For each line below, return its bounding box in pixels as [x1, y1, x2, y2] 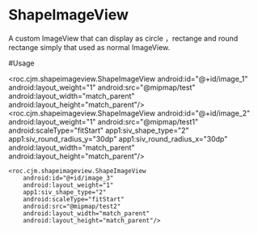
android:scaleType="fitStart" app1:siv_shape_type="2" [8, 125, 189, 135]
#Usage [8, 58, 35, 68]
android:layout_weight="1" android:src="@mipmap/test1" [8, 116, 199, 126]
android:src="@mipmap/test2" [23, 202, 121, 210]
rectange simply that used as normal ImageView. [8, 42, 171, 52]
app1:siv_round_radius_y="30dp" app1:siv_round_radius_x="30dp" [8, 133, 228, 143]
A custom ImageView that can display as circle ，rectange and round [8, 33, 239, 43]
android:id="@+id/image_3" [23, 174, 114, 182]
